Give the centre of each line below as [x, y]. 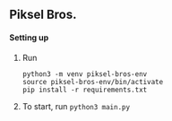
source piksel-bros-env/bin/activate [93, 82]
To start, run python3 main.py [76, 106]
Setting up [29, 37]
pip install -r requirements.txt [85, 90]
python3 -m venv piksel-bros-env [85, 74]
